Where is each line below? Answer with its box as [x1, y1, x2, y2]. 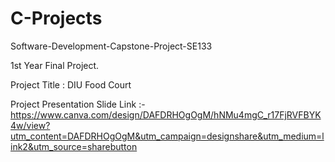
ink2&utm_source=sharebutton [10, 140, 138, 152]
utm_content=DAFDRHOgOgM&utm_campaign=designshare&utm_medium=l [10, 130, 325, 142]
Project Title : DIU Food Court [10, 78, 132, 91]
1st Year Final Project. [10, 59, 100, 71]
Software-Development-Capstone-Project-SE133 [10, 40, 213, 52]
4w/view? [10, 119, 51, 131]
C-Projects [10, 7, 103, 30]
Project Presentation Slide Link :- [10, 98, 146, 110]
